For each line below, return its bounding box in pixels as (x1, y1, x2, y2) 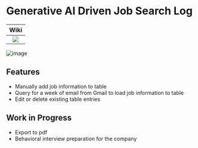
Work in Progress (6, 113, 72, 123)
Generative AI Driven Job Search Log (6, 4, 193, 18)
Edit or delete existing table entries (14, 95, 101, 103)
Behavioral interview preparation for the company (14, 135, 137, 142)
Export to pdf (14, 128, 48, 135)
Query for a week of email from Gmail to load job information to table (14, 89, 184, 96)
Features (6, 67, 40, 77)
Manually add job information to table (14, 82, 107, 90)
